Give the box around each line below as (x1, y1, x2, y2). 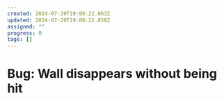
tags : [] (7, 36, 33, 43)
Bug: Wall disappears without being (7, 66, 218, 82)
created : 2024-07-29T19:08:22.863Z (7, 10, 111, 17)
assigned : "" (7, 23, 45, 30)
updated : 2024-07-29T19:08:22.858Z (7, 17, 111, 24)
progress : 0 (7, 29, 42, 37)
